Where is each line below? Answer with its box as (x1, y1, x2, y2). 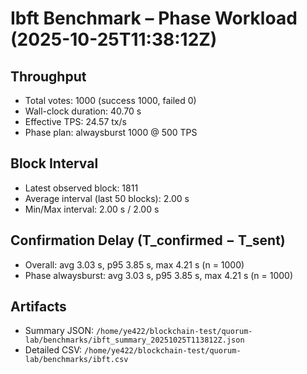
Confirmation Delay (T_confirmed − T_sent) (10, 232, 286, 249)
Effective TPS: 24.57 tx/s (24, 116, 127, 127)
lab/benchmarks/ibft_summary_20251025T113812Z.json (24, 335, 245, 346)
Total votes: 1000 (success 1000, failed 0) (24, 95, 197, 106)
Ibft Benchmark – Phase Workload (10, 7, 298, 30)
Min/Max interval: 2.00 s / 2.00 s (24, 203, 160, 215)
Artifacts (10, 298, 67, 316)
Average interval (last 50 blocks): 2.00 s (24, 192, 190, 204)
